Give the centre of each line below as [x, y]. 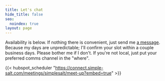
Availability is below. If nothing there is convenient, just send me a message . [83, 42]
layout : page [19, 28]
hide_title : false [24, 14]
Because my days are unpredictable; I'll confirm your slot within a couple [80, 48]
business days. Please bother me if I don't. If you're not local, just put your [81, 53]
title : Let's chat [24, 10]
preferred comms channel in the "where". [47, 58]
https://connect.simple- [79, 68]
